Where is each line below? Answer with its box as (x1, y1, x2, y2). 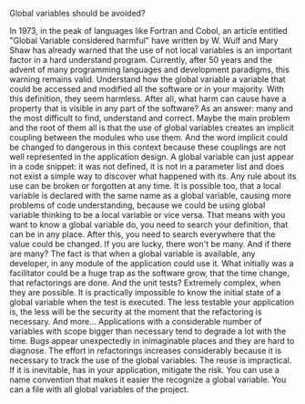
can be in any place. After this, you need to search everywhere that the (9, 229, 276, 240)
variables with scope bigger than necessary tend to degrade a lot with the (9, 326, 287, 337)
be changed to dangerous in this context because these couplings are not (9, 141, 287, 152)
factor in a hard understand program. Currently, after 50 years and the (9, 55, 273, 65)
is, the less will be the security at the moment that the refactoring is (9, 306, 262, 317)
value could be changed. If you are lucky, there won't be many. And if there (9, 239, 292, 249)
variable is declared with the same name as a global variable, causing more (9, 191, 291, 201)
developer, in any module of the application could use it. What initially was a (9, 258, 294, 268)
